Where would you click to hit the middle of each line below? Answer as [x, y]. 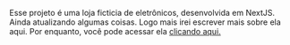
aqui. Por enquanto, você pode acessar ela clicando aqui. [115, 31]
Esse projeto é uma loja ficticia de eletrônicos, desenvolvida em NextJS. [142, 13]
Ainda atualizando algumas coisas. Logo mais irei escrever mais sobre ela [145, 22]
